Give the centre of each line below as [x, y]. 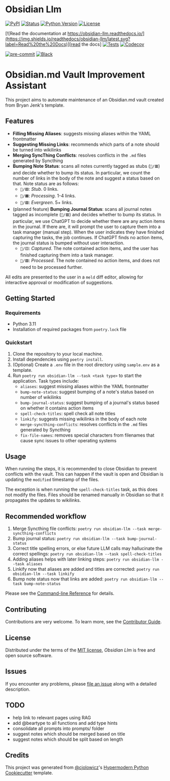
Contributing [26, 609]
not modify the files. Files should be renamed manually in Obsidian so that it [84, 495]
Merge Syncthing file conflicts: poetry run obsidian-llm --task [79, 528]
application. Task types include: [46, 381]
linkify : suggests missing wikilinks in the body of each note [83, 419]
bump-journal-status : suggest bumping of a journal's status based [90, 402]
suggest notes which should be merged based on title [69, 734]
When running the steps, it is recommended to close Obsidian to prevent [81, 469]
